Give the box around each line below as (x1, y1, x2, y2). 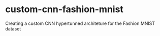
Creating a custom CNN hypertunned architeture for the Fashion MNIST (5, 20, 155, 26)
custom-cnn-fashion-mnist (5, 4, 123, 15)
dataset (5, 25, 21, 31)
